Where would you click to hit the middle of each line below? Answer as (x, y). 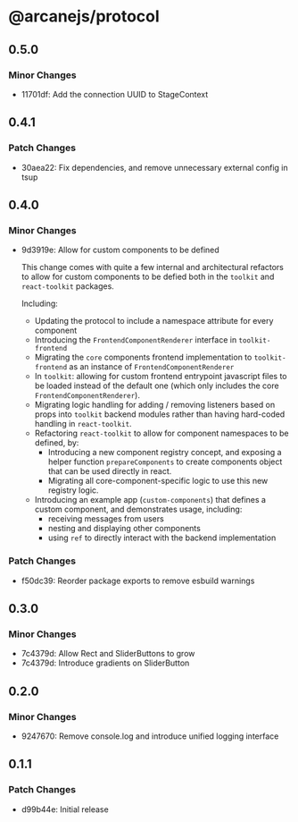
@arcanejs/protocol (84, 17)
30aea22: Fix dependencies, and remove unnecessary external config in (154, 167)
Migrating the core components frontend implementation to (143, 357)
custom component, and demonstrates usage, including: (138, 509)
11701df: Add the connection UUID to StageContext (115, 94)
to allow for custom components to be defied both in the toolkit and (148, 277)
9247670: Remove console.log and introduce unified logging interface (150, 736)
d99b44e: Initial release (65, 809)
